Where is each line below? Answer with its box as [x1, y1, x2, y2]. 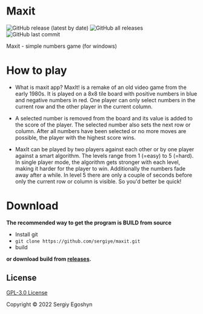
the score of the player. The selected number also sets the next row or [15, 121, 191, 128]
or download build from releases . [6, 255, 92, 263]
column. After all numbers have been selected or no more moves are [15, 127, 187, 134]
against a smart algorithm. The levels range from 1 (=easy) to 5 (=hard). [15, 152, 194, 159]
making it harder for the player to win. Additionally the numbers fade [15, 165, 186, 172]
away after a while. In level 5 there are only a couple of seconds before [15, 171, 193, 178]
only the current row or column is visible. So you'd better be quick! [15, 177, 182, 185]
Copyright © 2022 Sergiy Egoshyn [6, 301, 93, 308]
